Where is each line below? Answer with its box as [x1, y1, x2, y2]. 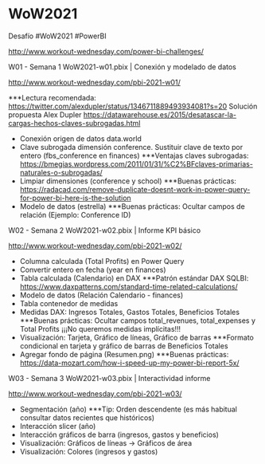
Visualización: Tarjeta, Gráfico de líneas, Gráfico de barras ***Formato [19, 332, 255, 342]
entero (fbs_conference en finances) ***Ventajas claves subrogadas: [19, 151, 249, 160]
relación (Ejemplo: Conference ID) [19, 210, 131, 219]
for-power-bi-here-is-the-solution [19, 193, 131, 203]
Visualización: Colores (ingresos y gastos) [19, 446, 158, 456]
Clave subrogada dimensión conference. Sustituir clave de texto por [19, 142, 244, 151]
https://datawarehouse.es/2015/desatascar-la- [83, 109, 237, 120]
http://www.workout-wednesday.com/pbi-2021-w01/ [8, 77, 181, 87]
